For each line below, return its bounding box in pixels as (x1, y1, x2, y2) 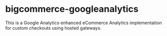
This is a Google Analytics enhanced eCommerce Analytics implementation (5, 20, 162, 26)
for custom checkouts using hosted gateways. (5, 25, 102, 31)
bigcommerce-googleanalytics (5, 3, 139, 15)
